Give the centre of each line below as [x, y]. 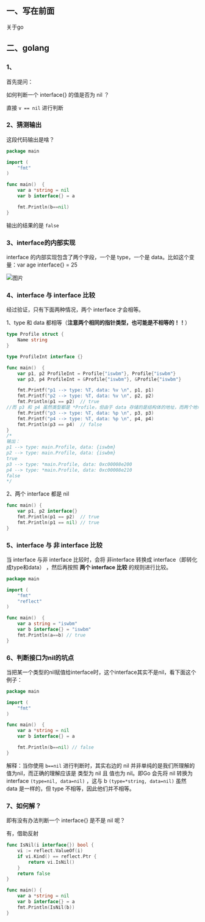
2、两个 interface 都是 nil [38, 494]
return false [34, 874]
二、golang [28, 48]
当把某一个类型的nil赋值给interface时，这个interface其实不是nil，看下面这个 [101, 672]
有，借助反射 [22, 833]
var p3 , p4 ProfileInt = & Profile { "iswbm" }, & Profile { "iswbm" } [99, 379]
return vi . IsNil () [52, 862]
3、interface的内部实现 [41, 243]
